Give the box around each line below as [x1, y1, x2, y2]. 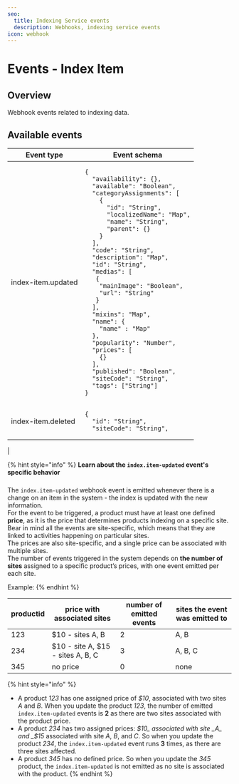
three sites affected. [17, 746, 77, 755]
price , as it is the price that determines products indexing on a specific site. [7, 516, 229, 525]
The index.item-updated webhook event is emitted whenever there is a [7, 485, 215, 494]
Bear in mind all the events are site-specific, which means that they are [7, 523, 216, 532]
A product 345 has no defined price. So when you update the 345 [17, 754, 211, 763]
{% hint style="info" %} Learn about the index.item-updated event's [7, 460, 209, 469]
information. [7, 500, 43, 510]
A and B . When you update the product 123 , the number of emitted [17, 701, 213, 710]
